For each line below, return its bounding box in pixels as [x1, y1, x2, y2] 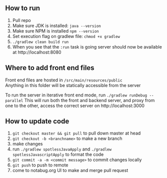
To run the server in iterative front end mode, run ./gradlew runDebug [5, 92, 147, 98]
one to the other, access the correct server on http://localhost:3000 [5, 102, 145, 108]
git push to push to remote [12, 162, 68, 168]
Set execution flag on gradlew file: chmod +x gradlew [12, 33, 120, 39]
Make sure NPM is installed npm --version [12, 27, 99, 34]
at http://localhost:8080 [12, 49, 61, 55]
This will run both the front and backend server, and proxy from [24, 97, 155, 103]
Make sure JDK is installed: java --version [12, 22, 101, 28]
